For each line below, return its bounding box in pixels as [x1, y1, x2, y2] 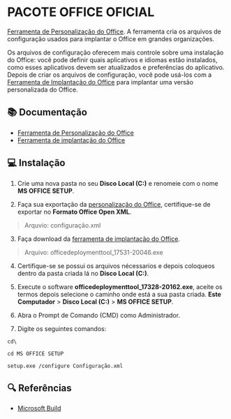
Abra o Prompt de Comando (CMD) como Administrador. [17, 311, 180, 319]
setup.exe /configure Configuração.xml [7, 362, 124, 369]
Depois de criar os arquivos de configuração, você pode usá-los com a [7, 71, 212, 79]
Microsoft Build [17, 404, 61, 413]
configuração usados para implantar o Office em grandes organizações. [7, 34, 215, 43]
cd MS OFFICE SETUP [7, 350, 64, 357]
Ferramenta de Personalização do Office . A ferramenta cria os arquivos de [7, 27, 221, 36]
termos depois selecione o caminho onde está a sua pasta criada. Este [17, 290, 222, 298]
